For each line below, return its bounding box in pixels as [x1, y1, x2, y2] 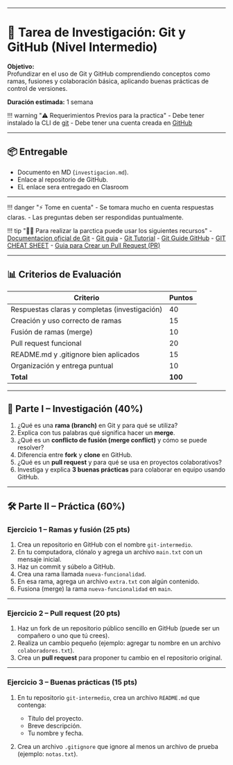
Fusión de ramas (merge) [10, 327, 93, 336]
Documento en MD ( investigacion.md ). [17, 168, 129, 176]
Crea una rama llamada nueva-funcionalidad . [17, 570, 146, 578]
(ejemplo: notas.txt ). [17, 750, 78, 758]
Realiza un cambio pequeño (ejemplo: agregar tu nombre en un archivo [17, 639, 221, 647]
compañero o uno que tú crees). [17, 632, 110, 640]
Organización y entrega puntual [10, 361, 114, 370]
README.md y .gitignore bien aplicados [10, 350, 140, 359]
